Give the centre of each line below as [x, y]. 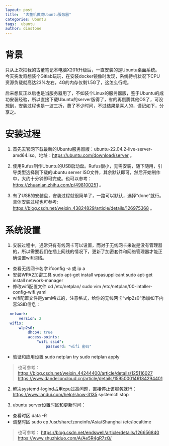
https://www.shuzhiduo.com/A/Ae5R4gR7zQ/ [64, 438]
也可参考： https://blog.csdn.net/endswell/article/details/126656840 [88, 432]
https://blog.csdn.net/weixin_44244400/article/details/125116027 [85, 373]
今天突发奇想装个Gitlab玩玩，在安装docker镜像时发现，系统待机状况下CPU [82, 76]
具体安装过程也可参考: [35, 202]
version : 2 [30, 318]
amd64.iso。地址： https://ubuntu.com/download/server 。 [73, 155]
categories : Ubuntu [26, 19]
